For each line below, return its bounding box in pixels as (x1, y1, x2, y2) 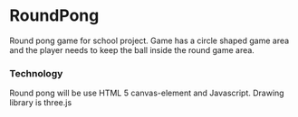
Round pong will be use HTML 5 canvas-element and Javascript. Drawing (9, 87, 284, 99)
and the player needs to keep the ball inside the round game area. (9, 44, 255, 55)
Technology (9, 67, 63, 79)
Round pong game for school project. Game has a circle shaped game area (9, 35, 290, 46)
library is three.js (9, 97, 72, 108)
